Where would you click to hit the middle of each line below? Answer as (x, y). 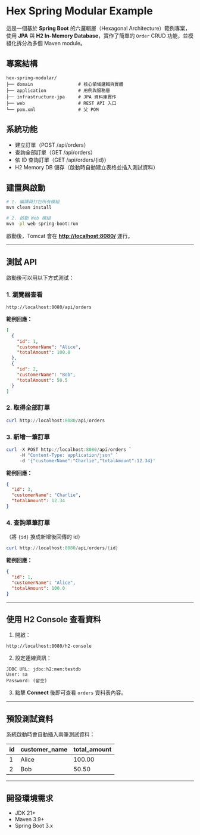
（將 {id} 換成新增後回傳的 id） (45, 537)
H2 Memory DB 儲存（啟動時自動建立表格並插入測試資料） (87, 167)
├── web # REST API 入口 (61, 103)
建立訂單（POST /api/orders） (52, 145)
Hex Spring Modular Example (79, 11)
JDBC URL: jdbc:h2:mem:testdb (44, 669)
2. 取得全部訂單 (28, 408)
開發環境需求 (30, 798)
